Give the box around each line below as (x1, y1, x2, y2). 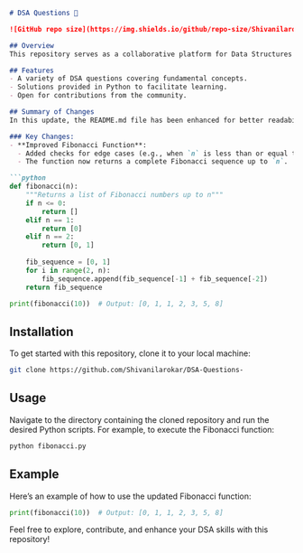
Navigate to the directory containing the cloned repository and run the (9, 414, 270, 425)
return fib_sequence (25, 283, 103, 292)
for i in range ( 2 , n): (25, 266, 111, 275)
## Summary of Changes (9, 108, 95, 117)
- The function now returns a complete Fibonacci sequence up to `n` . (17, 157, 289, 166)
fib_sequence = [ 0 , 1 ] (25, 258, 111, 267)
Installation (9, 323, 74, 339)
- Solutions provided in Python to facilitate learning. (9, 82, 228, 92)
